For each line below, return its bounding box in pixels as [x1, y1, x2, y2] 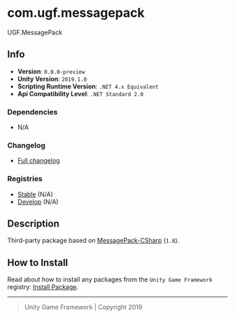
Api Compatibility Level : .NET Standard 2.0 [17, 89, 144, 98]
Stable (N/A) [17, 190, 54, 198]
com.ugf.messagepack [7, 5, 145, 21]
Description [7, 218, 59, 230]
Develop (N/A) [17, 197, 59, 206]
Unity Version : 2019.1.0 [17, 74, 87, 83]
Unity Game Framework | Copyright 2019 [24, 303, 143, 312]
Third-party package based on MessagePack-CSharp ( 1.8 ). [7, 237, 180, 245]
